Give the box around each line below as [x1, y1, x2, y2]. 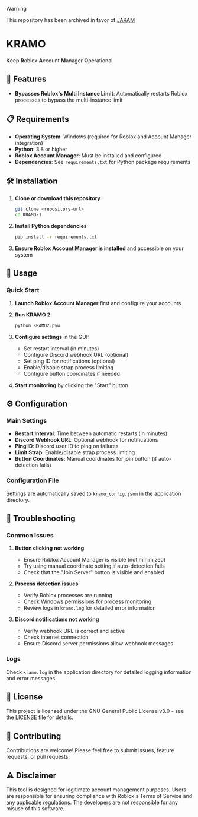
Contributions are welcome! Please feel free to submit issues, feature [6, 747, 174, 754]
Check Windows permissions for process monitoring [23, 598, 152, 605]
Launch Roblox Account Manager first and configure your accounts [14, 299, 181, 306]
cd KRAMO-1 [14, 212, 42, 218]
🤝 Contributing [6, 731, 61, 741]
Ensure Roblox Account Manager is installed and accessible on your [14, 245, 184, 252]
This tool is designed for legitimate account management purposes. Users [6, 786, 187, 793]
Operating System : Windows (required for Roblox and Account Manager [14, 133, 192, 140]
